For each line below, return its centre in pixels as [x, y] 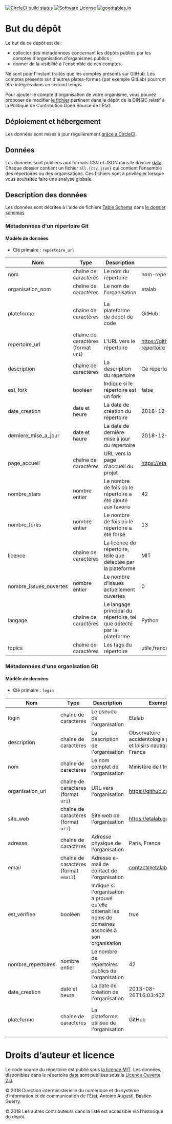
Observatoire [144, 733]
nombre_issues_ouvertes [38, 586]
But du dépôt [33, 29]
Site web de [105, 815]
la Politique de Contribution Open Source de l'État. [58, 105]
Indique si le [118, 384]
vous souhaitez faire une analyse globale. [49, 179]
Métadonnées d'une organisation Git [52, 666]
